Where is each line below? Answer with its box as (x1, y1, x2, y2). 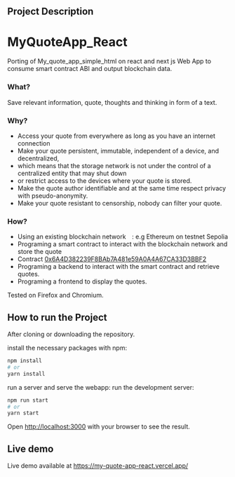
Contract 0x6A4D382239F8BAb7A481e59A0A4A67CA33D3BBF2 (17, 255, 207, 263)
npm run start (7, 397, 49, 404)
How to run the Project (7, 311, 107, 323)
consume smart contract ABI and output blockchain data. (7, 65, 173, 73)
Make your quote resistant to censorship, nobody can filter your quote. (17, 198, 222, 207)
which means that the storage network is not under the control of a (17, 161, 212, 170)
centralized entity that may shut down (17, 169, 127, 177)
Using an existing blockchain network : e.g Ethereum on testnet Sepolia (17, 232, 229, 241)
